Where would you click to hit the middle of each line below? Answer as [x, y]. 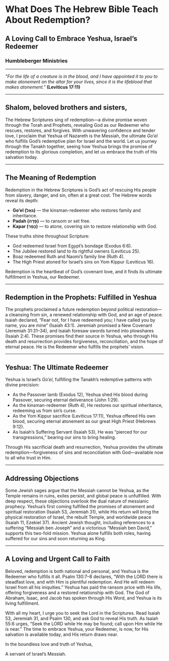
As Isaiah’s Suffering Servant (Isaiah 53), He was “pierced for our [80, 432]
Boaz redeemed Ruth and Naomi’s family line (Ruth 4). [68, 256]
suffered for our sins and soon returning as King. [56, 538]
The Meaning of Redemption [51, 178]
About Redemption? [48, 20]
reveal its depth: [22, 200]
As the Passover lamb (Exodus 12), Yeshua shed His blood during [80, 395]
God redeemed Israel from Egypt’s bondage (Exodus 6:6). [72, 245]
